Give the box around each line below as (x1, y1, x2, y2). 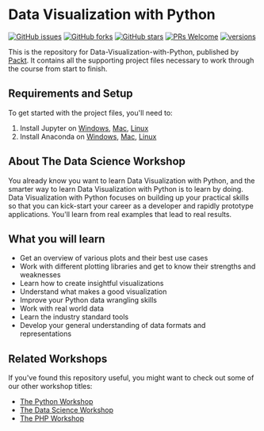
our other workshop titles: (8, 382, 93, 391)
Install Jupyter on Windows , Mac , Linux (19, 123, 149, 132)
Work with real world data (19, 303, 105, 314)
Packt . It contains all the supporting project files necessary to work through (8, 55, 254, 65)
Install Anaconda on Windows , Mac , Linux (19, 132, 157, 141)
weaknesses (19, 270, 61, 280)
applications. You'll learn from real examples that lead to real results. (8, 209, 232, 219)
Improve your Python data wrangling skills (19, 296, 157, 305)
